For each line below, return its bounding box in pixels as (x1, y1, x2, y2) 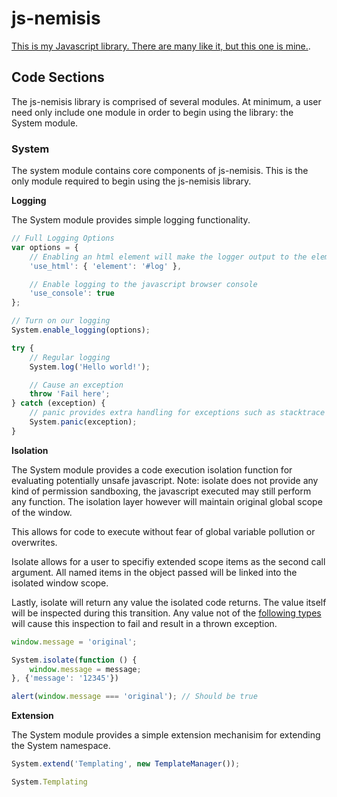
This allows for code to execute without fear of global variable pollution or (11, 525, 316, 537)
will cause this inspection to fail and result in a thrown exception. (11, 617, 278, 629)
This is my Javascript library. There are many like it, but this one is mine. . (11, 40, 311, 52)
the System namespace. (11, 740, 111, 752)
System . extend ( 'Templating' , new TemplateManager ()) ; (11, 759, 241, 769)
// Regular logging (29, 352, 111, 362)
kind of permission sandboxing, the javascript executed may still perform (11, 485, 312, 497)
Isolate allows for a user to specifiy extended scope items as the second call (11, 555, 326, 567)
